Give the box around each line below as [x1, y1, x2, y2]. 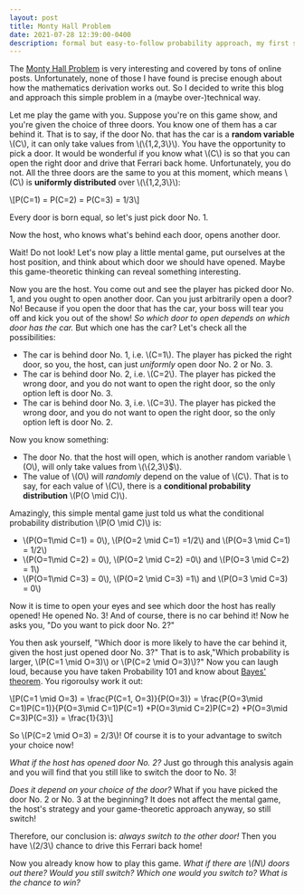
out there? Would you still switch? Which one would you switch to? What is [9, 868, 288, 879]
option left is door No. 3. [22, 388, 113, 399]
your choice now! [9, 739, 74, 751]
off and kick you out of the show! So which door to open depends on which [9, 313, 290, 324]
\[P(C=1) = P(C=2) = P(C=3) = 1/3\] [9, 195, 140, 205]
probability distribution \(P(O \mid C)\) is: [9, 518, 162, 528]
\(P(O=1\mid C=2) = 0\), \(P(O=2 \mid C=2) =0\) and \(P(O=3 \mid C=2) [22, 554, 290, 566]
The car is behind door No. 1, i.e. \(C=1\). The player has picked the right [22, 349, 292, 360]
